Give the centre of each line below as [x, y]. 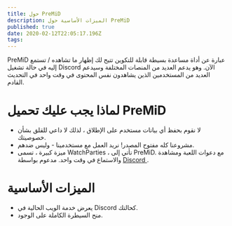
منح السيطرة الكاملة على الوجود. [60, 215]
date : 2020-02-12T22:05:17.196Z [54, 33]
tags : [15, 40]
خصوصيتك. [32, 138]
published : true [31, 27]
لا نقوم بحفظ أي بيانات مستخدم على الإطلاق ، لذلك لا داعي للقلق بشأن [109, 130]
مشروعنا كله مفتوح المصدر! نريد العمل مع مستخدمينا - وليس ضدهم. [106, 145]
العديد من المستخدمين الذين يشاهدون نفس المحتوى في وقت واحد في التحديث [109, 75]
